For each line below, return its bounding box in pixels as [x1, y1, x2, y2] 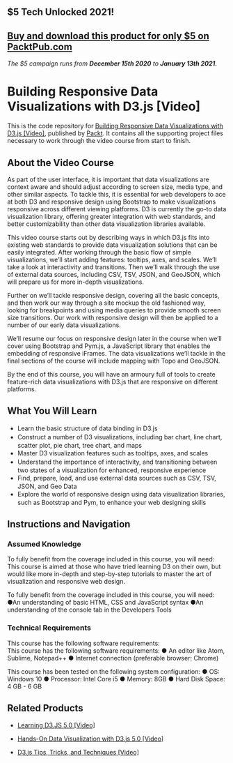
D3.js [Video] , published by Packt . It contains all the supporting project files [7, 129, 224, 137]
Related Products [7, 702, 83, 714]
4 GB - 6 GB [7, 682, 42, 690]
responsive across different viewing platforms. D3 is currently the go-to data [7, 204, 227, 213]
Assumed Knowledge [7, 539, 81, 549]
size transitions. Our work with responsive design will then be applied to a [7, 313, 218, 322]
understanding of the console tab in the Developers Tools [7, 605, 172, 614]
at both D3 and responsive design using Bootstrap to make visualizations [7, 197, 216, 206]
